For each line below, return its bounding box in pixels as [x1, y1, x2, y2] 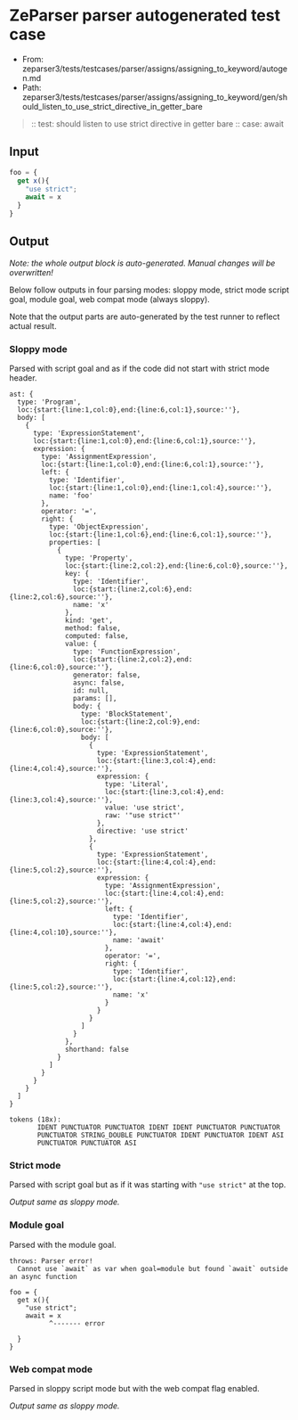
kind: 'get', [65, 616, 114, 625]
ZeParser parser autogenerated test [9, 5, 281, 26]
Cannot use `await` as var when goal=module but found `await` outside [17, 1264, 289, 1273]
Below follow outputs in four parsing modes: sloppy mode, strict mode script [9, 284, 290, 295]
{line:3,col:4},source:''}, [9, 795, 114, 805]
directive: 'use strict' [96, 826, 189, 836]
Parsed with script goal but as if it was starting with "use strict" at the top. [9, 1179, 286, 1190]
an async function [9, 1272, 77, 1281]
